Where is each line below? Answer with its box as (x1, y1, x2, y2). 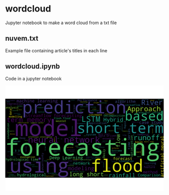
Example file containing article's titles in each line (5, 47, 108, 53)
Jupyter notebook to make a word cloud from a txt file (5, 20, 117, 26)
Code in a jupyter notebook (5, 75, 62, 81)
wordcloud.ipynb (5, 62, 60, 71)
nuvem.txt (5, 34, 39, 43)
